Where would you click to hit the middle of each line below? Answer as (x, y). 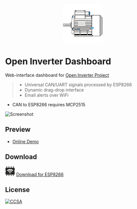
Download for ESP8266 (40, 174)
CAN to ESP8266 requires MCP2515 (49, 104)
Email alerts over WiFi (47, 95)
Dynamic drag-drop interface (54, 90)
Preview (18, 130)
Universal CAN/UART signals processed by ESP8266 (78, 85)
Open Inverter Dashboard (58, 62)
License (17, 190)
